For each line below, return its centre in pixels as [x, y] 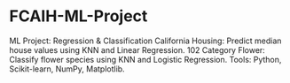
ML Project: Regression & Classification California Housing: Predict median [145, 41]
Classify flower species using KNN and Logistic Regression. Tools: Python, [145, 59]
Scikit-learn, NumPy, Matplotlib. [67, 69]
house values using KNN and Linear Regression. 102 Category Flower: [137, 49]
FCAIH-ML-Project [78, 16]
